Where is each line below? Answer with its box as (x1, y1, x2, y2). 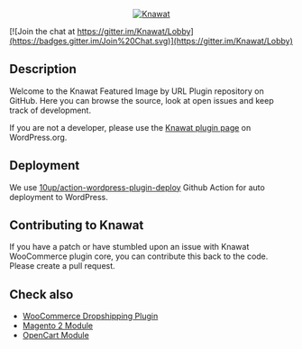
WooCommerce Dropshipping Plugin (22, 311, 159, 322)
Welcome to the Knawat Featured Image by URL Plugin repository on (9, 86, 264, 96)
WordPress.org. (9, 132, 68, 142)
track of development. (9, 105, 92, 115)
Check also (9, 287, 74, 302)
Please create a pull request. (9, 261, 115, 271)
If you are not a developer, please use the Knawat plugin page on (9, 122, 252, 133)
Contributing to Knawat (9, 217, 144, 234)
